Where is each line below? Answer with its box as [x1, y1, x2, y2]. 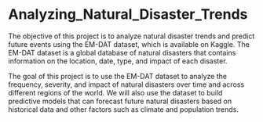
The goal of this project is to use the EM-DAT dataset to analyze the [8, 71, 228, 81]
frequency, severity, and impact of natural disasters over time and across [8, 80, 245, 89]
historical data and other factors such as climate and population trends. [8, 104, 239, 114]
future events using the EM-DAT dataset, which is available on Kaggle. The [8, 39, 250, 48]
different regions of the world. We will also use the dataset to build [8, 88, 223, 97]
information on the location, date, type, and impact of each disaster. [8, 56, 228, 66]
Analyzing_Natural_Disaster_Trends [8, 5, 248, 23]
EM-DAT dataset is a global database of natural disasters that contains [8, 48, 236, 57]
